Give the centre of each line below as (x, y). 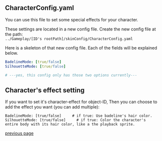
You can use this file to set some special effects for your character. (72, 19)
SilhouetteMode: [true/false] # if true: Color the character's (75, 120)
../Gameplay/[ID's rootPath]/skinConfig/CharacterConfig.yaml (69, 39)
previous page (19, 133)
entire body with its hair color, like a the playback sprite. (70, 125)
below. (12, 53)
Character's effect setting (45, 90)
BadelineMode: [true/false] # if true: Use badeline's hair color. (79, 116)
